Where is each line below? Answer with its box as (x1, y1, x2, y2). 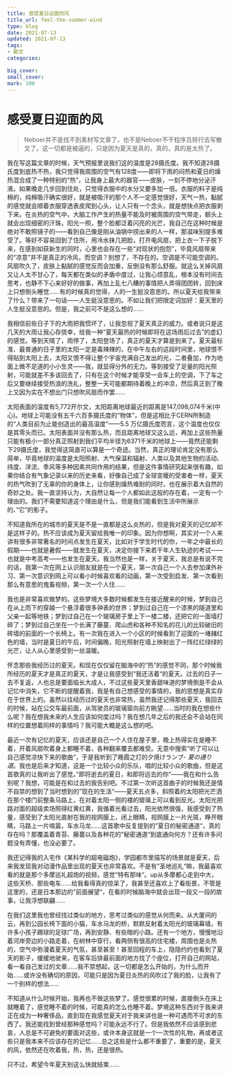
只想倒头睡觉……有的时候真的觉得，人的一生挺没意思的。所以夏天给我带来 (12, 288, 222, 296)
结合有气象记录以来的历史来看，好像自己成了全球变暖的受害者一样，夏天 (18, 471, 223, 479)
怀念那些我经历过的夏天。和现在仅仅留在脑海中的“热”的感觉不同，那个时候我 (7, 661, 222, 670)
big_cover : (7, 67, 38, 74)
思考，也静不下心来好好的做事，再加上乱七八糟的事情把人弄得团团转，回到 (7, 279, 217, 287)
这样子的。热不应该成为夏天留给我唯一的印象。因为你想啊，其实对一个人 (12, 529, 217, 537)
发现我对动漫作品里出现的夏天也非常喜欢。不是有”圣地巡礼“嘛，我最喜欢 (18, 862, 222, 870)
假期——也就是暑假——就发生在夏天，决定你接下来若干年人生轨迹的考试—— (7, 546, 223, 554)
